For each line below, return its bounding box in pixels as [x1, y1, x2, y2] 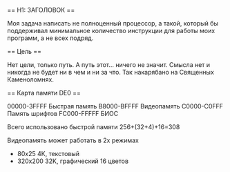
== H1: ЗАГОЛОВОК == [7, 6, 75, 14]
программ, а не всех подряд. [7, 34, 94, 42]
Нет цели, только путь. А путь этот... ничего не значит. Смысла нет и [7, 61, 211, 68]
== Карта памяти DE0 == [7, 89, 82, 97]
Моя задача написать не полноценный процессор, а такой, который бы [7, 19, 219, 27]
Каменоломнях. [7, 75, 54, 84]
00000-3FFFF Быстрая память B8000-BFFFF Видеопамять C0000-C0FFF [7, 102, 223, 110]
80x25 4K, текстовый [17, 150, 80, 157]
